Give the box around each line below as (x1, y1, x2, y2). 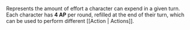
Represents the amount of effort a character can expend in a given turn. (6, 5, 181, 12)
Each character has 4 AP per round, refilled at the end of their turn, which (6, 11, 185, 18)
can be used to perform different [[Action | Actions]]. (6, 18, 134, 24)
